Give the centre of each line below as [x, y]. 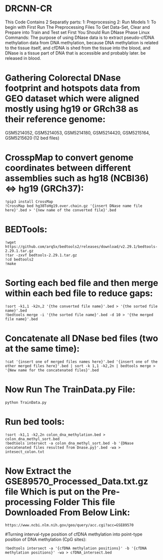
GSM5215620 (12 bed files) [32, 138]
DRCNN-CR [29, 9]
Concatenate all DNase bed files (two [81, 338]
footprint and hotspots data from [72, 88]
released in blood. [23, 58]
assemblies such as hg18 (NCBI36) [77, 178]
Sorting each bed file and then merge [82, 283]
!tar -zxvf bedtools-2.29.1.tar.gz [41, 255]
